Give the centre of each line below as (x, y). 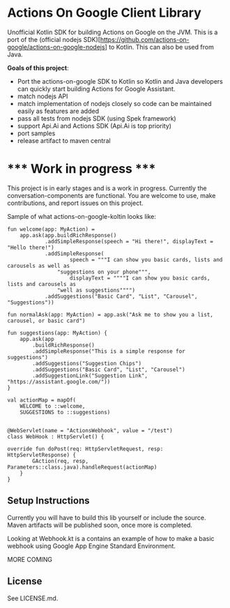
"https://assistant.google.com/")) (59, 381)
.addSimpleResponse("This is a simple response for (109, 351)
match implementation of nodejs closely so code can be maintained (114, 103)
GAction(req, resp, (61, 461)
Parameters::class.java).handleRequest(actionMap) (82, 467)
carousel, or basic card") (46, 321)
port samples (36, 133)
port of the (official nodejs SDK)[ (54, 39)
